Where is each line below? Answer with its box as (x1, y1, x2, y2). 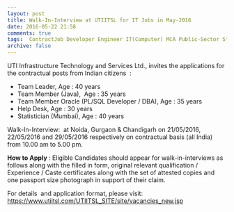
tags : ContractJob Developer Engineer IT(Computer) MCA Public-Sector (7, 36, 219, 43)
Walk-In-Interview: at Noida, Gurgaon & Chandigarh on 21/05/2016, (7, 126, 201, 133)
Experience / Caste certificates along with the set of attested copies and (7, 168, 214, 177)
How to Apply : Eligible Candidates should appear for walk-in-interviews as (7, 154, 224, 162)
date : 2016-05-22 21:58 (7, 23, 77, 30)
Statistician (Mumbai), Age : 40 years (17, 112, 124, 120)
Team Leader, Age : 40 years (17, 83, 101, 90)
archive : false (7, 42, 52, 49)
